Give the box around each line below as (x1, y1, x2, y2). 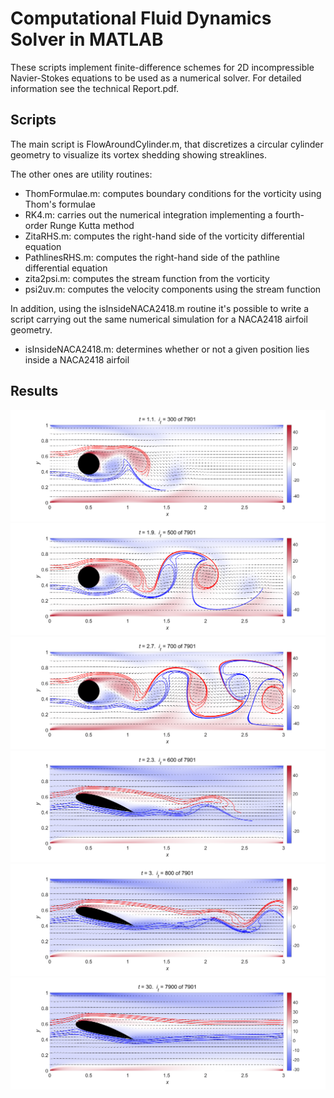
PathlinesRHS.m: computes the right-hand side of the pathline (24, 251, 281, 263)
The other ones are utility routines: (10, 168, 153, 180)
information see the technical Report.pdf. (10, 82, 180, 94)
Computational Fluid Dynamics (10, 7, 272, 30)
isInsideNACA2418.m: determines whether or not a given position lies (24, 343, 310, 355)
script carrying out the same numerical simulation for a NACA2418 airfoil (10, 313, 308, 325)
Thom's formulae (24, 198, 96, 210)
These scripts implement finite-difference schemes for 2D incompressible (10, 61, 315, 73)
